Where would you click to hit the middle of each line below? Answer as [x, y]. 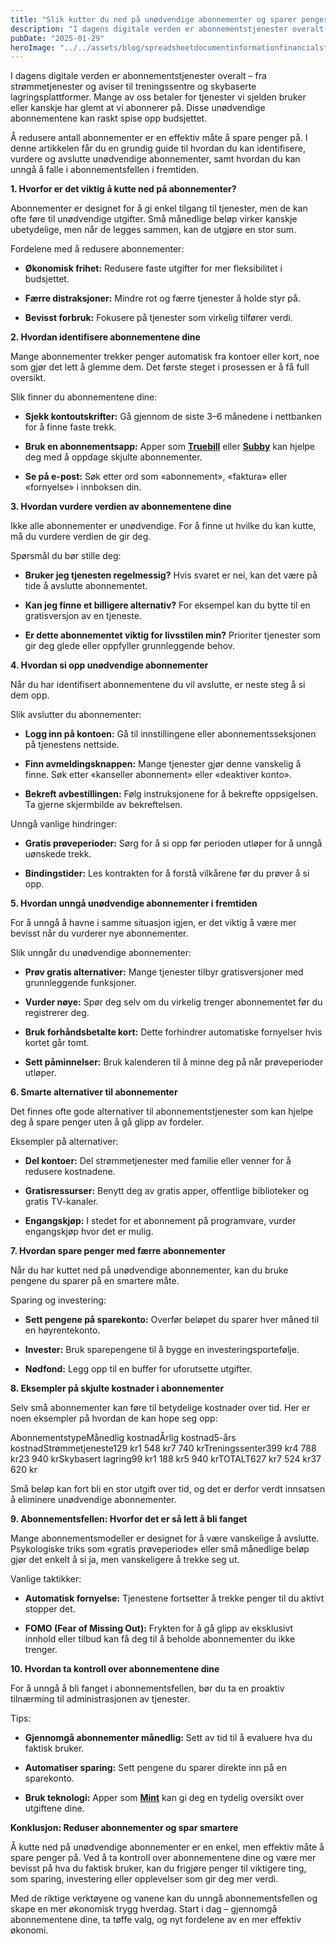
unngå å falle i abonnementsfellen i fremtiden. [105, 170]
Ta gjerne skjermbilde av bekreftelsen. [103, 805]
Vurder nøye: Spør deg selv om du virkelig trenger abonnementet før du [173, 1002]
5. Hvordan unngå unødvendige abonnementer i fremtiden [134, 903]
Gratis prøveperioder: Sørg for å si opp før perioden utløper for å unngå [173, 843]
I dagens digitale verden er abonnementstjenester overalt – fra [138, 76]
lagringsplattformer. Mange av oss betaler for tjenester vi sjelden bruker [158, 97]
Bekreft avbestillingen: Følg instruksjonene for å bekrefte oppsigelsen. [171, 794]
